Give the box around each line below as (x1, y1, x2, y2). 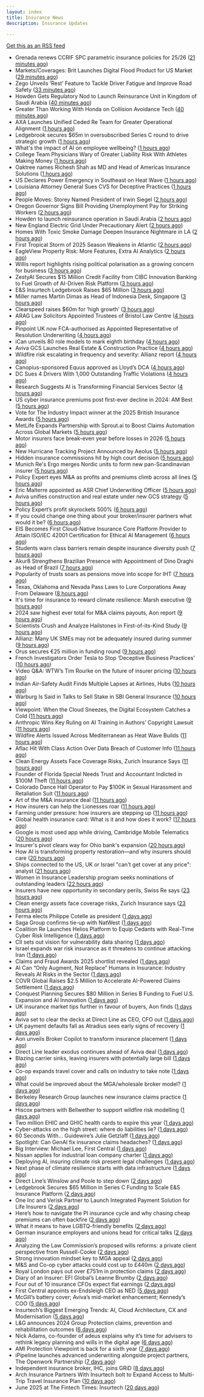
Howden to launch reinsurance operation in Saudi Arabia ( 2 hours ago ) (15, 215, 192, 222)
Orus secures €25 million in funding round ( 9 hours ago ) (15, 648, 156, 655)
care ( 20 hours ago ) (15, 854, 66, 862)
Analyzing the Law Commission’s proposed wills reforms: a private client (15, 1242, 197, 1249)
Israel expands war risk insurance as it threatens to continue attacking (15, 945, 191, 952)
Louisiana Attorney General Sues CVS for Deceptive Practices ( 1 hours (15, 183, 191, 190)
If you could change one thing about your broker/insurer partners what (15, 512, 192, 520)
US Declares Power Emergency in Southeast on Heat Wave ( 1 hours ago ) (15, 177, 197, 184)
